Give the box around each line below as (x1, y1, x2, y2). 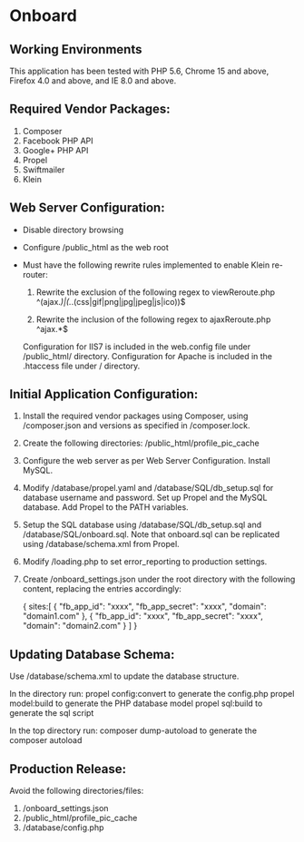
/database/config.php (22, 822, 104, 833)
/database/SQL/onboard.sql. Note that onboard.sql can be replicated (22, 529, 280, 540)
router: (22, 269, 48, 279)
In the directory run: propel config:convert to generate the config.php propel (9, 689, 295, 700)
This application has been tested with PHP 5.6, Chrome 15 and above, (9, 65, 270, 76)
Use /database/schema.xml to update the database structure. (9, 671, 240, 681)
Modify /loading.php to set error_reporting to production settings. (22, 556, 268, 567)
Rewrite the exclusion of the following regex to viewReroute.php (35, 287, 275, 298)
